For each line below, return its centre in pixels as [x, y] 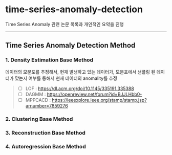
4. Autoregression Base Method [46, 146]
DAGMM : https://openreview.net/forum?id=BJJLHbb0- [84, 94]
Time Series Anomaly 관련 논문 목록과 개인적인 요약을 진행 [64, 24]
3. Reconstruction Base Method [45, 132]
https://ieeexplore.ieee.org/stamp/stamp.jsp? [99, 100]
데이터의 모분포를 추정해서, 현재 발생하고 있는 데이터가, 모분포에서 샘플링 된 [80, 72]
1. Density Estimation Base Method [49, 60]
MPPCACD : [38, 100]
